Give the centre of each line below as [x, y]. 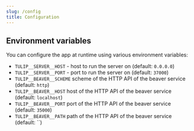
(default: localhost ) [39, 98]
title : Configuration [33, 17]
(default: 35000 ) [33, 110]
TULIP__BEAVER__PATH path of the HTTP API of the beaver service [93, 116]
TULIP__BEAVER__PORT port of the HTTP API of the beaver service [93, 104]
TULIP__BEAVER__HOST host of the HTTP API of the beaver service [93, 91]
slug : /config [24, 11]
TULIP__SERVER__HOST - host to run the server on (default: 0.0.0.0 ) [94, 66]
